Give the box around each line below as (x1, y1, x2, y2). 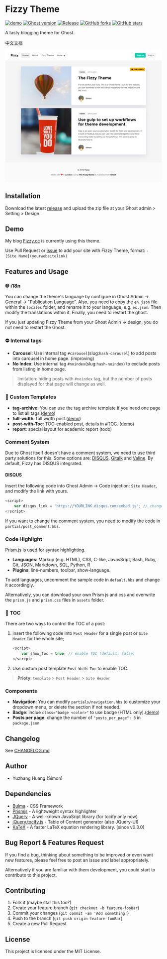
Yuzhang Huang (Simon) (12, 775, 63, 781)
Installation (5, 192, 41, 200)
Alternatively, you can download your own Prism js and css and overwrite (5, 592, 156, 598)
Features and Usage (5, 267, 69, 276)
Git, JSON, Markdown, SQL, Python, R (12, 562, 90, 568)
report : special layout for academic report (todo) (12, 426, 112, 432)
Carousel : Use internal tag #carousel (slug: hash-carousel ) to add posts (12, 350, 157, 357)
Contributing (5, 886, 46, 895)
